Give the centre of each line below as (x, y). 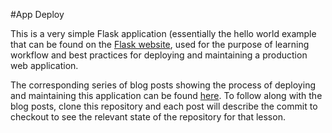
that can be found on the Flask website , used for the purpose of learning (160, 44)
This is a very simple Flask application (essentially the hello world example (163, 33)
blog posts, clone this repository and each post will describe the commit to (164, 106)
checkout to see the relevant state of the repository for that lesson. (148, 117)
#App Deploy (37, 14)
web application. (44, 65)
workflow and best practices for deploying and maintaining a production (159, 55)
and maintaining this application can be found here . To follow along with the (166, 95)
